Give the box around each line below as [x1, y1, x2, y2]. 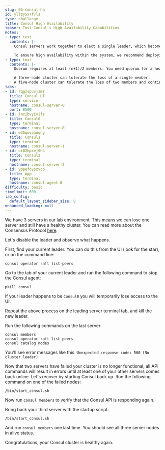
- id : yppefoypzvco [5, 167, 45, 172]
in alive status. [5, 430, 34, 436]
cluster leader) [5, 355, 38, 360]
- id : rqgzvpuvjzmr [5, 89, 45, 94]
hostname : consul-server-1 [9, 144, 65, 149]
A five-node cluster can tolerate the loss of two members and [14, 80, 146, 85]
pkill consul [5, 284, 32, 289]
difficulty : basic [5, 185, 43, 190]
